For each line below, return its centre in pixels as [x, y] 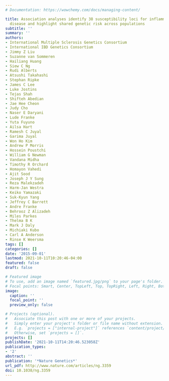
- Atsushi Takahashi [27, 75]
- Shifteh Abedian [24, 99]
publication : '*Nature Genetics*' [41, 361]
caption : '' [22, 296]
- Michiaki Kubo [22, 230]
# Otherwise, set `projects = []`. [45, 333]
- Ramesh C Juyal [23, 132]
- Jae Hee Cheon [22, 103]
